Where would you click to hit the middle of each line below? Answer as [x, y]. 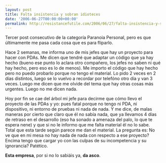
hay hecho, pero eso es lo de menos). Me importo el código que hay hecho [82, 68]
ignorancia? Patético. [27, 146]
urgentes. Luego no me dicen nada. [41, 89]
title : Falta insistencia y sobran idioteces [53, 14]
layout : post [19, 10]
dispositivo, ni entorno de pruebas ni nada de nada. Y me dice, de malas [79, 109]
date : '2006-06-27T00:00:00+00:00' [42, 19]
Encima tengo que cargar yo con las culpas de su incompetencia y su [76, 141]
